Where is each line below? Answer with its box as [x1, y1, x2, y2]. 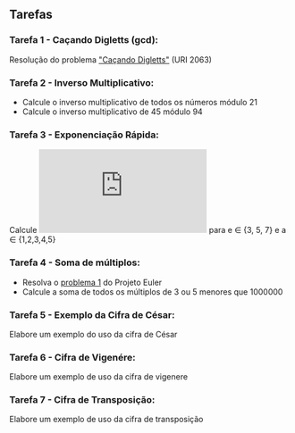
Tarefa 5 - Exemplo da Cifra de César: [9, 308, 175, 321]
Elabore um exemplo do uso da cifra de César [9, 329, 178, 339]
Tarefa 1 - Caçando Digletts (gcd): [9, 34, 159, 46]
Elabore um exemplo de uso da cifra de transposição [9, 414, 204, 425]
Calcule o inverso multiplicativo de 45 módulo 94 [21, 106, 203, 117]
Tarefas [9, 7, 54, 22]
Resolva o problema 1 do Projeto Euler [21, 277, 163, 287]
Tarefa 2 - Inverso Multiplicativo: [9, 76, 155, 88]
